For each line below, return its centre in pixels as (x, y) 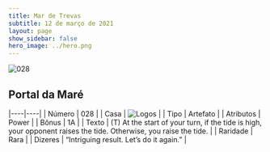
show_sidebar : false (43, 38)
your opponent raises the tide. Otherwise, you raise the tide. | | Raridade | (131, 131)
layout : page (30, 31)
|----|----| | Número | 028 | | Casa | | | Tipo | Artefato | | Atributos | (135, 113)
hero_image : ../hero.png (50, 46)
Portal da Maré (46, 94)
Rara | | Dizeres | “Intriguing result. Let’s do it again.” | (98, 139)
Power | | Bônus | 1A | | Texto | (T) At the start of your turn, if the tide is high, (135, 122)
